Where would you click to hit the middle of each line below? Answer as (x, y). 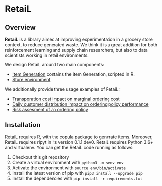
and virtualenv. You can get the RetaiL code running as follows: (69, 147)
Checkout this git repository (41, 157)
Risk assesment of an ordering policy (50, 109)
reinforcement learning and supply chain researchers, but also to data (76, 50)
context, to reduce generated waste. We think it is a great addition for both (81, 45)
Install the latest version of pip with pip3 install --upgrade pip (77, 173)
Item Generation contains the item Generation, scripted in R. (73, 74)
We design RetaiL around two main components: (54, 65)
